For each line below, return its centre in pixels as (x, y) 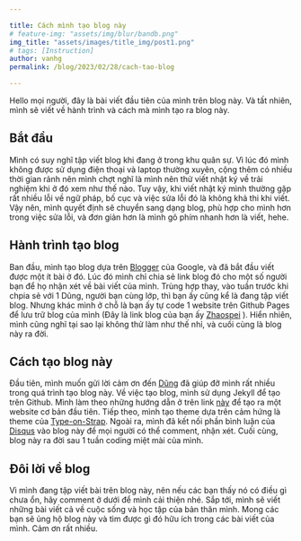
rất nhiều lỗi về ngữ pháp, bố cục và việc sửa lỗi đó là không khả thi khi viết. (150, 197)
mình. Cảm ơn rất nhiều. (54, 528)
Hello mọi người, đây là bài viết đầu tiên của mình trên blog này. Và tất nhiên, (150, 100)
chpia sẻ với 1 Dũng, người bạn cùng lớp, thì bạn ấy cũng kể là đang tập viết (149, 295)
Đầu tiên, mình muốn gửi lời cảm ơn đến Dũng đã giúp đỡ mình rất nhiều (142, 383)
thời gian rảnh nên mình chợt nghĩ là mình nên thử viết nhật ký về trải (136, 179)
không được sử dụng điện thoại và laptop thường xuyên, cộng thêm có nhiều (151, 169)
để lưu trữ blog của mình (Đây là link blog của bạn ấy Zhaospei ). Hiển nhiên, (150, 314)
